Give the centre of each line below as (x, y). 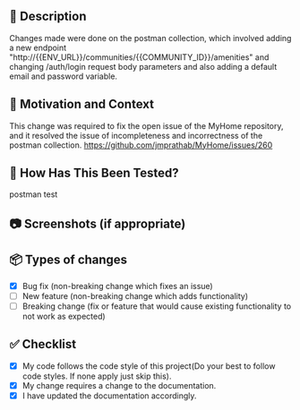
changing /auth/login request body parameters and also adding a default (143, 66)
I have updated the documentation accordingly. (109, 396)
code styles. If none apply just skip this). (97, 376)
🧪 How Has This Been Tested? (94, 173)
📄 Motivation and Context (82, 104)
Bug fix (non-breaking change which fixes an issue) (117, 286)
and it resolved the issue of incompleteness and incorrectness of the (136, 135)
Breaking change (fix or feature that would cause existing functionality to (157, 306)
